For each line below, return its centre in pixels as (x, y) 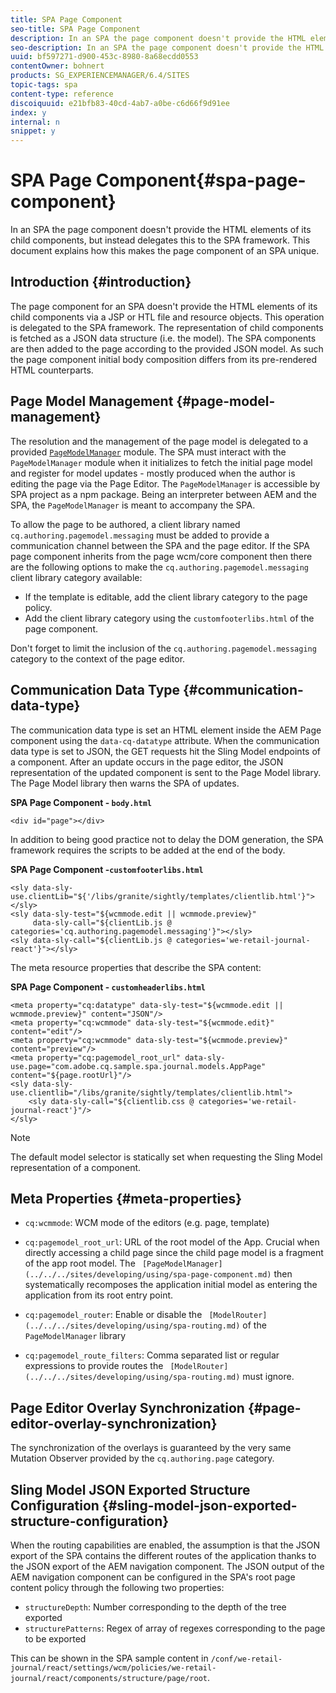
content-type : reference (62, 94)
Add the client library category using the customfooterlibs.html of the (169, 618)
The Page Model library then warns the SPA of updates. (125, 783)
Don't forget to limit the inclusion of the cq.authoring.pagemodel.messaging (163, 648)
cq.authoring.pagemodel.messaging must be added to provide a (140, 535)
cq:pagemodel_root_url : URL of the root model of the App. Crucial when (172, 1242)
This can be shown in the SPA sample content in (109, 1658)
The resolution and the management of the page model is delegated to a (159, 441)
